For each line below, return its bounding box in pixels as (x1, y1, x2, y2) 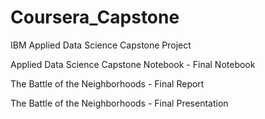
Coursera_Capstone (10, 6, 180, 29)
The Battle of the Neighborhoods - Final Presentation (10, 97, 229, 109)
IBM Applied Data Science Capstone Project (10, 39, 192, 51)
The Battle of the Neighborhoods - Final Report (10, 77, 205, 90)
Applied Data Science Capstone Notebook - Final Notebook (10, 58, 256, 70)
